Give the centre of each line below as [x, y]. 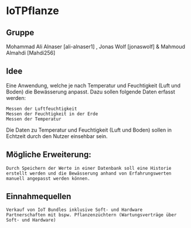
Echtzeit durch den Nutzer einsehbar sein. [57, 136]
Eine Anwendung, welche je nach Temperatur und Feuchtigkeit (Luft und [93, 85]
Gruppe [20, 33]
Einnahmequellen [39, 197]
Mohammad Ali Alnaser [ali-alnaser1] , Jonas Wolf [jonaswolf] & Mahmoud [96, 46]
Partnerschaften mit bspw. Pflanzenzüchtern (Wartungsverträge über [91, 215]
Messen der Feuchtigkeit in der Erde [52, 114]
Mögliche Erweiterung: [49, 155]
